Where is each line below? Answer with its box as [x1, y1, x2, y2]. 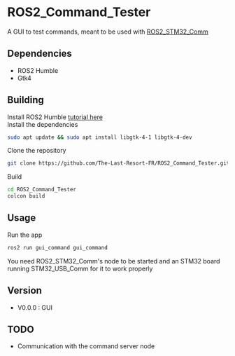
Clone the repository [7, 146, 66, 155]
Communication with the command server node [17, 342, 155, 350]
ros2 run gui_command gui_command [7, 244, 108, 251]
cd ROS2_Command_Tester [7, 186, 77, 193]
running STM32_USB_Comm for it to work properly [7, 264, 153, 273]
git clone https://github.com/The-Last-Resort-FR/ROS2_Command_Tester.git [7, 160, 230, 167]
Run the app [7, 231, 43, 239]
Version [7, 285, 42, 296]
